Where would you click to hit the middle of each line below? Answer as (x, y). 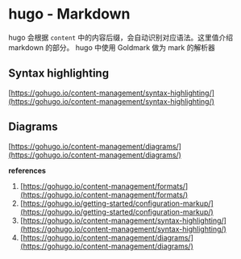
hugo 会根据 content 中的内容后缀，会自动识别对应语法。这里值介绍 (121, 37)
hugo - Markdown (69, 14)
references (27, 170)
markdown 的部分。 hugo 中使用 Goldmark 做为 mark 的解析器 (112, 47)
